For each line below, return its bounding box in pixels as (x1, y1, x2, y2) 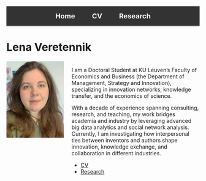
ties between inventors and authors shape (71, 137, 178, 144)
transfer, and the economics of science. (71, 92, 172, 100)
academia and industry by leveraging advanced (71, 117, 192, 125)
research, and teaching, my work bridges (71, 111, 176, 118)
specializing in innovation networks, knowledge (71, 86, 191, 94)
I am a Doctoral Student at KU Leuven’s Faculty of (71, 67, 197, 74)
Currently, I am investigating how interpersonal (71, 130, 190, 138)
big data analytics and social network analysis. (71, 124, 189, 131)
